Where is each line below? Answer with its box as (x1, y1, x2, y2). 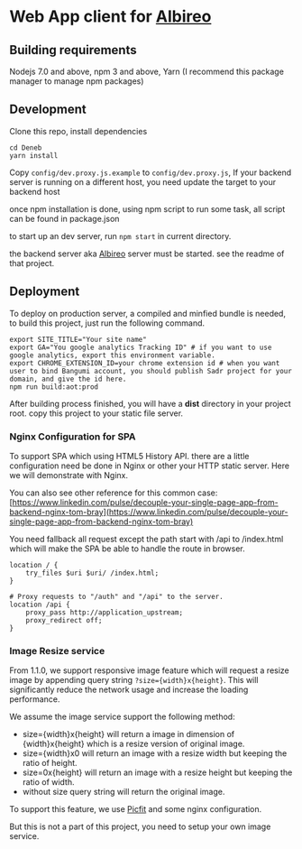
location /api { (9, 600, 70, 609)
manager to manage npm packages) (9, 76, 144, 87)
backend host (9, 186, 60, 197)
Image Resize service (9, 644, 105, 657)
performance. (9, 694, 60, 705)
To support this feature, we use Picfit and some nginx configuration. (9, 804, 262, 815)
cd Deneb (9, 143, 42, 152)
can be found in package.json (9, 213, 120, 224)
